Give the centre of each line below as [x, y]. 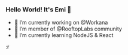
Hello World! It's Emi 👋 [39, 10]
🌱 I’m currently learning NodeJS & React [64, 35]
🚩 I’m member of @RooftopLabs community [68, 29]
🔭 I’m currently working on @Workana [61, 23]
